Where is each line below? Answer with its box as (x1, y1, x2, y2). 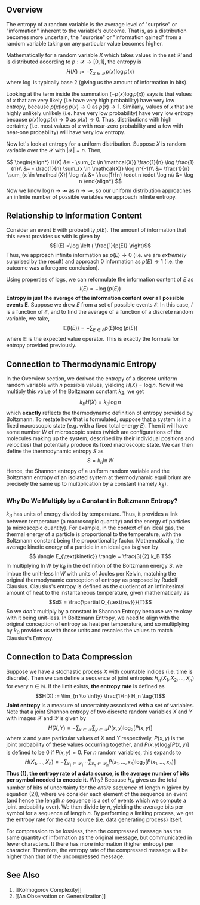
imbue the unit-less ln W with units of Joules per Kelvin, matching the (6, 570, 176, 577)
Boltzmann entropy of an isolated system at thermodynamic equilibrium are (6, 474, 192, 481)
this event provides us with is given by (6, 233, 100, 240)
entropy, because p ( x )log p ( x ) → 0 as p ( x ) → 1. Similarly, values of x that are (6, 103, 194, 110)
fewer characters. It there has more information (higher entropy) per (6, 840, 174, 848)
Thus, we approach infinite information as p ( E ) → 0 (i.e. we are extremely (6, 252, 187, 259)
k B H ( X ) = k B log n (79, 398, 121, 407)
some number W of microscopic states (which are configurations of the (6, 428, 182, 435)
